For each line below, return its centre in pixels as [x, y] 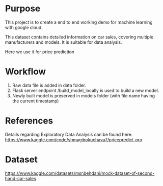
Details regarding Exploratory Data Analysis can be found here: [69, 134]
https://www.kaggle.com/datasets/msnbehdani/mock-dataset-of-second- [80, 173]
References [29, 121]
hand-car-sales [21, 178]
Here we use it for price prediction [40, 52]
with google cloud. [24, 27]
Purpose [23, 9]
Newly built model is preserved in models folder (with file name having [83, 95]
